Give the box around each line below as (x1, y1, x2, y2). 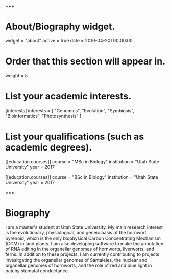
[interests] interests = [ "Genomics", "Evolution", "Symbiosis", (5, 107, 135, 113)
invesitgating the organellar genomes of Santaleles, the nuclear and (5, 256, 148, 263)
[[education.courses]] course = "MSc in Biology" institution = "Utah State (5, 158, 160, 164)
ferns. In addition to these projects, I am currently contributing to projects (5, 251, 160, 257)
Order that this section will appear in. (5, 56, 166, 67)
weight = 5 (5, 72, 28, 78)
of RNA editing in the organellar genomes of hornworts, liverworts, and (5, 246, 154, 252)
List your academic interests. (5, 91, 132, 102)
